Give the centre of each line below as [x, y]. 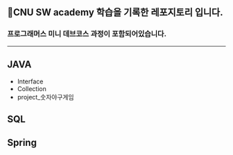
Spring [22, 143]
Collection [32, 88]
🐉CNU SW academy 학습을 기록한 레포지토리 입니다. [115, 13]
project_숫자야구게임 [45, 97]
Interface [30, 81]
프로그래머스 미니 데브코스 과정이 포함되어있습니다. [87, 34]
